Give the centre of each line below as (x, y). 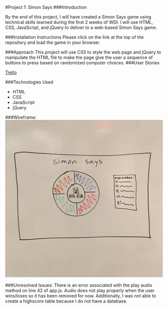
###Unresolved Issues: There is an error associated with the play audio (79, 285)
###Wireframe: (21, 117)
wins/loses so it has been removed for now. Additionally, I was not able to (81, 296)
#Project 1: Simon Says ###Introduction (46, 7)
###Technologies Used (29, 82)
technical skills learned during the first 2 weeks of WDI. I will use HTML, (79, 22)
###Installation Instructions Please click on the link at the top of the (74, 37)
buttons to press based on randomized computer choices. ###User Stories (82, 63)
